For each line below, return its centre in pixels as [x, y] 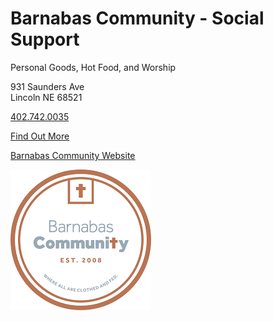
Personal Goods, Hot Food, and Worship [93, 67]
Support [45, 39]
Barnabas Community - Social [137, 18]
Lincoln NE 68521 [46, 97]
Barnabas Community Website [73, 155]
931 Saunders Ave [47, 86]
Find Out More [40, 136]
